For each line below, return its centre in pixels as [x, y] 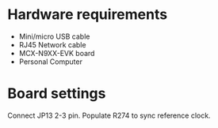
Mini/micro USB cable [54, 36]
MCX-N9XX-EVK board [57, 53]
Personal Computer [50, 62]
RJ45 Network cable [52, 44]
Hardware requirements [88, 15]
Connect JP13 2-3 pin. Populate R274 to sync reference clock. [109, 115]
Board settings [57, 94]
